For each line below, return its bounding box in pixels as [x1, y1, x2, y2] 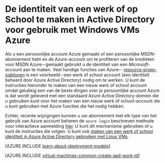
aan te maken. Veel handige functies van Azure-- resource [23, 66, 142, 72]
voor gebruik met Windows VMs [5, 25, 140, 35]
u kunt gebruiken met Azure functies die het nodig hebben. [5, 103, 125, 109]
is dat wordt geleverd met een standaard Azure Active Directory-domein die [5, 92, 159, 99]
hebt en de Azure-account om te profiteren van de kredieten [32, 56, 155, 62]
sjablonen [5, 72, 25, 78]
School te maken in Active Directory [5, 14, 155, 25]
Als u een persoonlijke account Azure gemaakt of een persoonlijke [5, 51, 140, 57]
